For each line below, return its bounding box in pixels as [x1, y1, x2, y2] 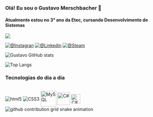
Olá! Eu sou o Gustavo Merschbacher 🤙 [5, 4, 102, 11]
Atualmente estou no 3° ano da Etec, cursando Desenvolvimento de [5, 17, 148, 23]
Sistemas [5, 22, 25, 28]
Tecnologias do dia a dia [5, 74, 65, 81]
